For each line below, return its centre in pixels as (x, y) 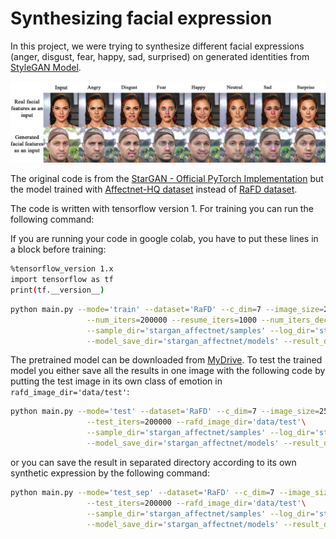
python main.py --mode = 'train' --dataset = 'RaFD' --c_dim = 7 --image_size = (167, 309)
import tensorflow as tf (62, 280)
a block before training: (58, 249)
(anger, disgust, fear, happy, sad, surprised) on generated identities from (160, 56)
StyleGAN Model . (46, 67)
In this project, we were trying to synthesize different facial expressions (157, 46)
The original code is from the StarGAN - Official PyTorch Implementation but (167, 179)
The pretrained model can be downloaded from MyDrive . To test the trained (166, 360)
